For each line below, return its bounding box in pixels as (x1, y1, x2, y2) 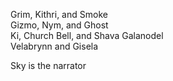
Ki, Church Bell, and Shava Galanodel (10, 30, 164, 41)
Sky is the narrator (10, 60, 87, 71)
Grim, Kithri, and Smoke (10, 9, 108, 20)
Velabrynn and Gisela (10, 40, 99, 52)
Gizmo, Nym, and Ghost (10, 19, 109, 31)
